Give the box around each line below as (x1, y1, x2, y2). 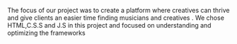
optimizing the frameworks (7, 28, 86, 37)
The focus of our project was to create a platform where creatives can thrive (7, 6, 230, 14)
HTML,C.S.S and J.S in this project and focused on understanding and (7, 21, 212, 29)
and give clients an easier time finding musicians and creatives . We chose (7, 13, 225, 22)
